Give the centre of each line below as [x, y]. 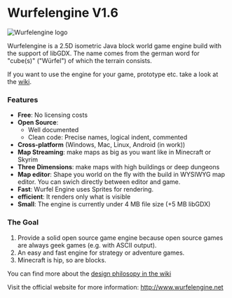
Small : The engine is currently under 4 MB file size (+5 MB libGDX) [114, 204]
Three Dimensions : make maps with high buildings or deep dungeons [118, 167]
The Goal [23, 222]
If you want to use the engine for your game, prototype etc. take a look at [113, 74]
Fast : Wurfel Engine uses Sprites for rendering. [86, 190]
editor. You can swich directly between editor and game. [99, 182]
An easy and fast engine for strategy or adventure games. [101, 253]
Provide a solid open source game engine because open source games [120, 237]
